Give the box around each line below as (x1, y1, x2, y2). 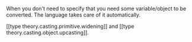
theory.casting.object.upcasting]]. (6, 29, 89, 36)
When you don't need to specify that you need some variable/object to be (6, 5, 187, 12)
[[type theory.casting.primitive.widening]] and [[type (6, 23, 135, 30)
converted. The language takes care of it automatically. (6, 11, 141, 18)
